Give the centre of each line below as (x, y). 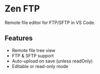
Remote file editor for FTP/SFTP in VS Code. (50, 22)
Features (19, 38)
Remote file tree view (34, 50)
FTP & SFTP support (33, 55)
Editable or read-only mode (40, 66)
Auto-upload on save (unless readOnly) (52, 61)
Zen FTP (22, 9)
